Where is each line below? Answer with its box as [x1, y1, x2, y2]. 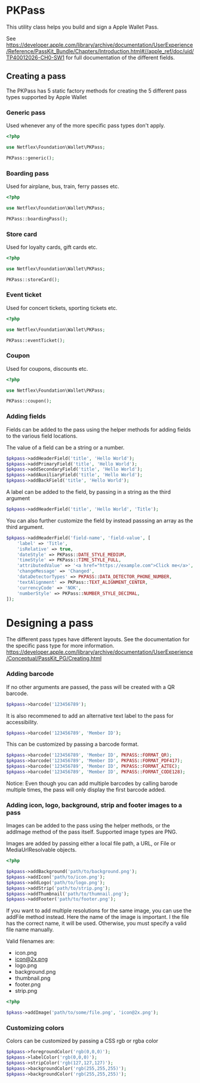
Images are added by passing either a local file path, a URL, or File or [6, 840, 176, 847]
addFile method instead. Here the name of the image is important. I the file [6, 913, 189, 921]
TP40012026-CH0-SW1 [6, 54, 64, 61]
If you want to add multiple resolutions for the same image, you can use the [6, 907, 192, 914]
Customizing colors [6, 1023, 64, 1032]
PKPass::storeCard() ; [6, 276, 60, 282]
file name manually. [6, 926, 54, 933]
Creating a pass [6, 71, 66, 81]
